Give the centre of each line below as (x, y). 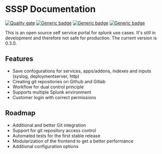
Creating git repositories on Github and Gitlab (59, 81)
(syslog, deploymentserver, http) (46, 76)
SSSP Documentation (50, 9)
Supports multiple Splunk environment (52, 92)
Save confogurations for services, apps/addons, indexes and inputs (82, 71)
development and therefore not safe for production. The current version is (81, 38)
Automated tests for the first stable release (56, 136)
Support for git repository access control (54, 130)
